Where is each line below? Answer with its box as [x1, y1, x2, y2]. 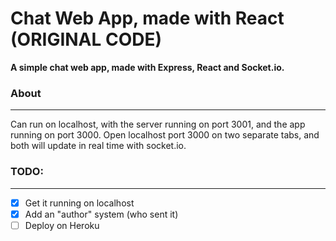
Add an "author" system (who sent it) [24, 208, 179, 220]
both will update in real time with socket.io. [10, 140, 187, 152]
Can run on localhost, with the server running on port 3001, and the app [10, 118, 306, 131]
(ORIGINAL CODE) [10, 28, 163, 51]
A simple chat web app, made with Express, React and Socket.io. [10, 61, 285, 73]
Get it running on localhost [24, 197, 135, 209]
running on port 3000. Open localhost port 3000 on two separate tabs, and [10, 129, 320, 141]
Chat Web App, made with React [10, 7, 285, 30]
